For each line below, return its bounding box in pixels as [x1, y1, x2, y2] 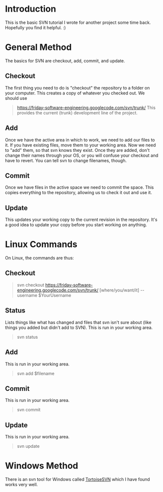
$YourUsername [38, 292, 72, 298]
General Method [5, 42, 72, 53]
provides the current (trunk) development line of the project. [17, 109, 138, 115]
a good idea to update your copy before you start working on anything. [5, 222, 147, 228]
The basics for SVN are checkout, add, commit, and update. [5, 57, 126, 64]
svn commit [17, 407, 41, 413]
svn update [17, 443, 40, 449]
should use [5, 95, 28, 101]
